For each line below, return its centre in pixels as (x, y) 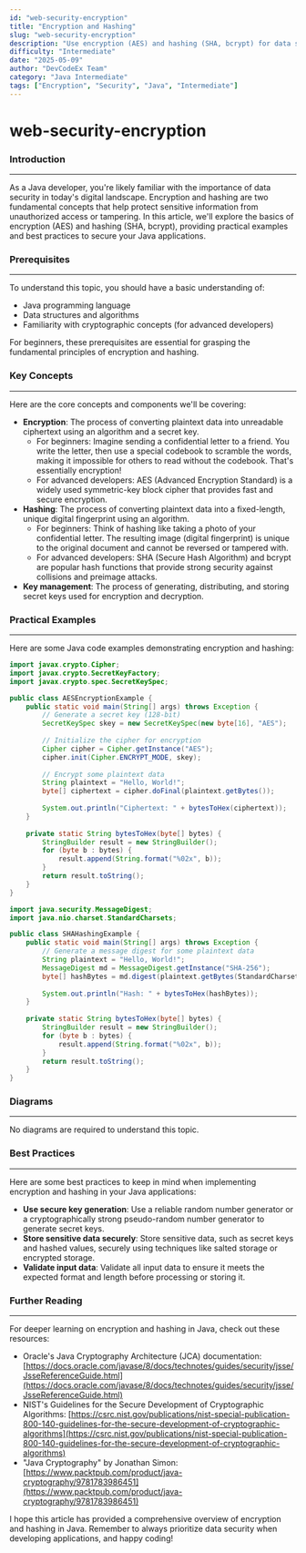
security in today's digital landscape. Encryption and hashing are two (139, 198)
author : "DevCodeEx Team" (58, 69)
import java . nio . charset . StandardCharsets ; (93, 918)
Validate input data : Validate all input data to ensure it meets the (143, 1267)
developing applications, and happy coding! (92, 1538)
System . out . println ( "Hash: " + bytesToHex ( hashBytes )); (150, 994)
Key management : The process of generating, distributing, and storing (156, 586)
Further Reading (46, 1301)
